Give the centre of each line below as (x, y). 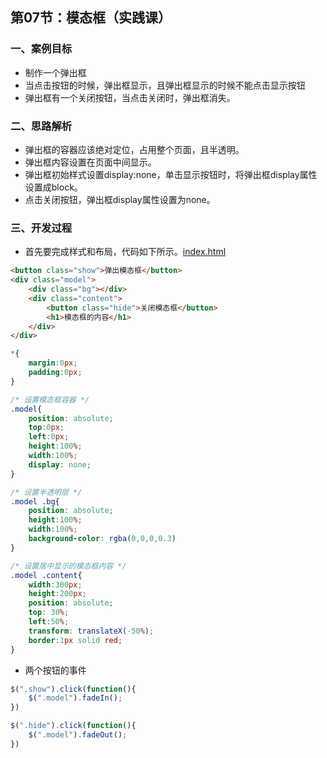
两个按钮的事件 (55, 670)
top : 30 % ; (49, 613)
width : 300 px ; (55, 584)
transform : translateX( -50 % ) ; (91, 631)
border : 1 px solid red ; (75, 640)
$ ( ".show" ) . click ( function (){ (73, 689)
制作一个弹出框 (55, 72)
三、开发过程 (41, 228)
